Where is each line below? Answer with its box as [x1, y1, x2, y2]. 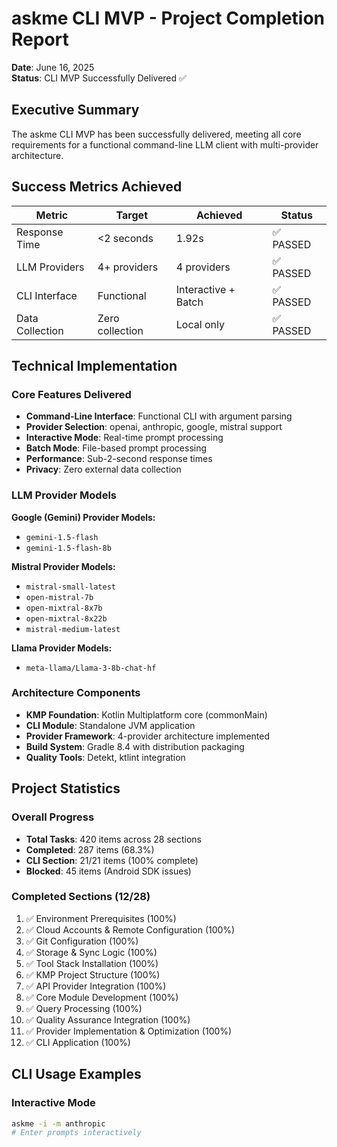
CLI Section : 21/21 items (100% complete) [25, 854, 199, 866]
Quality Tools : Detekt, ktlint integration [25, 751, 186, 763]
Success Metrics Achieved [11, 178, 183, 196]
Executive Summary [11, 102, 140, 119]
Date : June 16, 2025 [11, 61, 95, 73]
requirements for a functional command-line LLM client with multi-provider [11, 138, 319, 151]
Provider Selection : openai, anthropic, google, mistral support [25, 421, 283, 433]
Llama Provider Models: [11, 642, 113, 654]
